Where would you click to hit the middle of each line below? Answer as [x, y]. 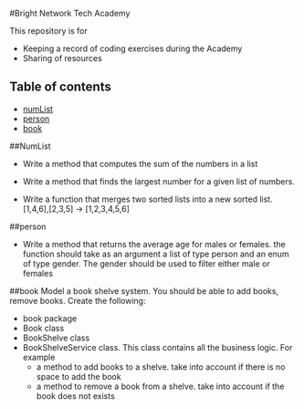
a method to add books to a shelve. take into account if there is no [161, 367]
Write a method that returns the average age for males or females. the [154, 244]
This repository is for [49, 31]
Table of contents [60, 87]
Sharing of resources [62, 58]
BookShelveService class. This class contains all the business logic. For [157, 347]
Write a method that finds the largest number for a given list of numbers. [158, 181]
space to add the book [79, 376]
